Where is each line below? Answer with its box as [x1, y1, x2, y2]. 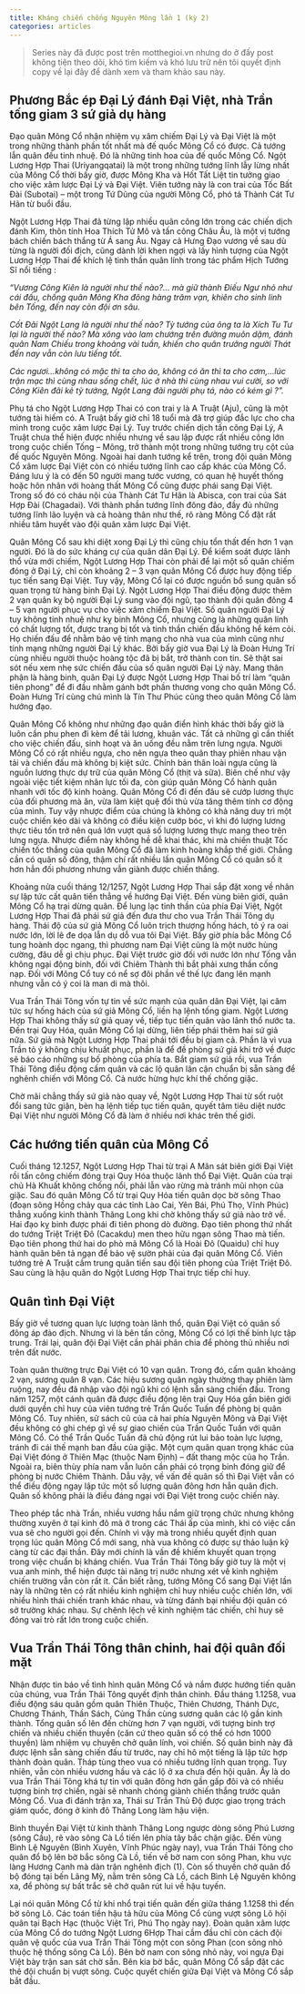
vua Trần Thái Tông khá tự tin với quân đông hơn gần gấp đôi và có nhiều [9, 1775, 284, 1786]
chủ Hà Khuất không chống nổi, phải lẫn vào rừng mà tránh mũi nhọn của [9, 1180, 284, 1191]
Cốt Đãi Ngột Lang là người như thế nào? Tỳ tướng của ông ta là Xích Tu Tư [9, 320, 293, 331]
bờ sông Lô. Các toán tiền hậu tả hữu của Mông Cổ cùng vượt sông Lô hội [9, 1908, 287, 1918]
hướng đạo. [9, 701, 53, 712]
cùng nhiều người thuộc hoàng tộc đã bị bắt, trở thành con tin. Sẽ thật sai [9, 653, 284, 664]
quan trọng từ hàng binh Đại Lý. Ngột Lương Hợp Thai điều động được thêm [9, 585, 292, 596]
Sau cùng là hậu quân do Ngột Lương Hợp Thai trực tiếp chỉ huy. [9, 1267, 251, 1278]
